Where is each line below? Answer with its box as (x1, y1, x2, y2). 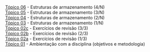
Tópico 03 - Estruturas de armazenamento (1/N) (5, 20, 104, 26)
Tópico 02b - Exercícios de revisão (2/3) (5, 31, 88, 36)
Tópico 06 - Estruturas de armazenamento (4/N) (5, 4, 105, 10)
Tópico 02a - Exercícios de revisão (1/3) (5, 36, 87, 42)
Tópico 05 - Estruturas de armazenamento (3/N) (5, 9, 105, 15)
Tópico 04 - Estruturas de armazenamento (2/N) (5, 15, 105, 20)
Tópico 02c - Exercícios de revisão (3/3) (5, 25, 88, 31)
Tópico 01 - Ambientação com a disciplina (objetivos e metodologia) (5, 41, 145, 47)
